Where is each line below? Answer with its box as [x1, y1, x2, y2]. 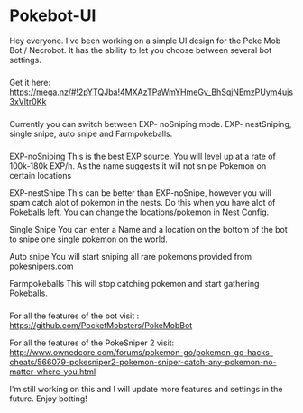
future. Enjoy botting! [9, 393, 87, 404]
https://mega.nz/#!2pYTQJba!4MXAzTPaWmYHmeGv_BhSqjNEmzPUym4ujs [9, 87, 294, 97]
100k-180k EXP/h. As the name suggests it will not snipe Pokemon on [9, 160, 267, 171]
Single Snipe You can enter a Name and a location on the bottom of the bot [9, 224, 289, 234]
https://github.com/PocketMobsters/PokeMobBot [9, 319, 193, 330]
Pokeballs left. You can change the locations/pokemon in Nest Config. [9, 206, 270, 217]
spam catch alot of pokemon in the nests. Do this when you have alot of [9, 197, 276, 207]
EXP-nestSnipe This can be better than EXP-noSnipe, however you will [9, 187, 272, 198]
